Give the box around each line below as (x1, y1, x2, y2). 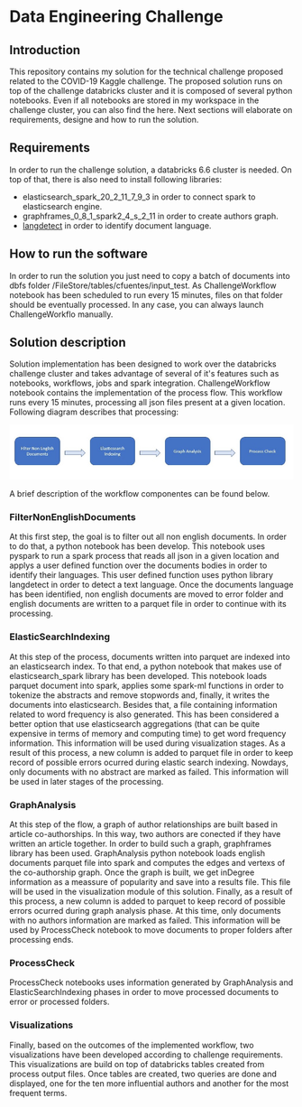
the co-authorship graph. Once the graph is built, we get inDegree (9, 867, 255, 878)
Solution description (9, 335, 126, 350)
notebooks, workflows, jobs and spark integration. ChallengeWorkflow (9, 377, 270, 389)
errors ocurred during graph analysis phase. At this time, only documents (9, 905, 281, 916)
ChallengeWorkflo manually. (9, 309, 114, 320)
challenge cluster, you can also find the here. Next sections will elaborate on (9, 105, 293, 115)
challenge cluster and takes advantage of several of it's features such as (9, 368, 279, 379)
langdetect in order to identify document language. (22, 219, 212, 231)
